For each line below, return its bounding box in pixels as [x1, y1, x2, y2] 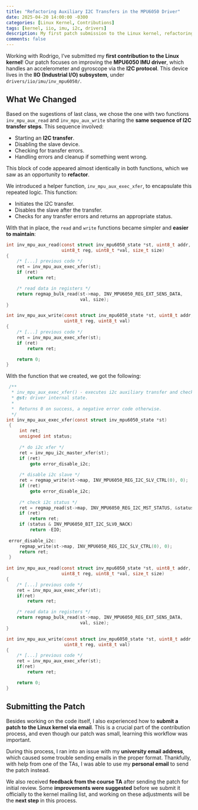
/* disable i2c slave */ [19, 472, 81, 478]
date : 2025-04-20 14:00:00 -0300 [6, 14, 88, 20]
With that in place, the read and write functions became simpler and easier [6, 224, 189, 231]
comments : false [6, 36, 46, 42]
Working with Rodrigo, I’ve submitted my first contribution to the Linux [6, 53, 180, 59]
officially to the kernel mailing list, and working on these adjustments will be [6, 790, 190, 798]
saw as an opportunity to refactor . [6, 171, 90, 178]
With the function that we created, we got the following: [6, 372, 141, 380]
